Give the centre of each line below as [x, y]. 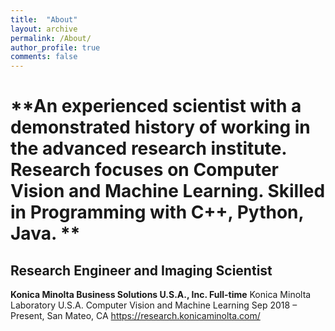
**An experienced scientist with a [156, 106]
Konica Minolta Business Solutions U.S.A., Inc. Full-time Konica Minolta [161, 295]
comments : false [44, 57]
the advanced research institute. [148, 148]
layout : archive [44, 29]
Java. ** [45, 233]
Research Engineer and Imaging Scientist [141, 270]
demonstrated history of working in [160, 127]
